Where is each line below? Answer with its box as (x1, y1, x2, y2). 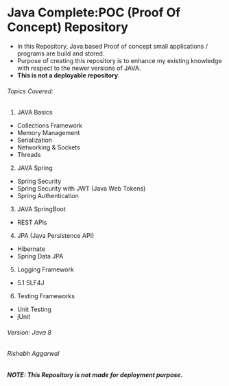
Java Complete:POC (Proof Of (7, 5, 181, 21)
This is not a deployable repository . (16, 71, 120, 80)
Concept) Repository (7, 19, 129, 35)
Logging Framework (16, 265, 74, 274)
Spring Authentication (16, 192, 79, 200)
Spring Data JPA (16, 252, 64, 261)
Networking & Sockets (16, 143, 80, 152)
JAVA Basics (16, 108, 53, 117)
